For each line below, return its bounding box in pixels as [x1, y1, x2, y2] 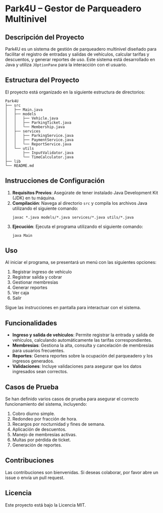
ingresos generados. [12, 358, 55, 364]
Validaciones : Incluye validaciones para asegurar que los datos [12, 363, 142, 369]
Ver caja [12, 290, 30, 296]
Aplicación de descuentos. [12, 426, 66, 432]
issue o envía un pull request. [5, 475, 65, 481]
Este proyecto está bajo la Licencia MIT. [5, 502, 86, 508]
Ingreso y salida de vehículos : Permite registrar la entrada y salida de [12, 332, 154, 338]
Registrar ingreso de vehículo [12, 269, 72, 275]
